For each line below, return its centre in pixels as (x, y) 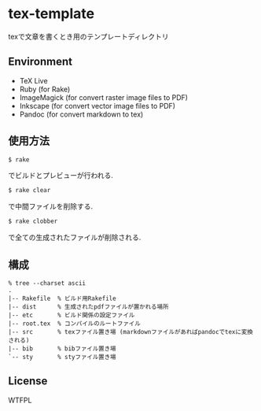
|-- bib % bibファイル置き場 (62, 349)
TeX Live (34, 80)
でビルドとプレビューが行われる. (61, 176)
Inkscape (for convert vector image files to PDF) (97, 106)
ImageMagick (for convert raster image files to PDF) (104, 97)
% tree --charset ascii (47, 283)
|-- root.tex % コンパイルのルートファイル (75, 324)
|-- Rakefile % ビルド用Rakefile (62, 298)
